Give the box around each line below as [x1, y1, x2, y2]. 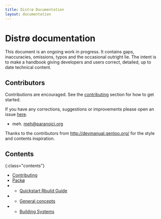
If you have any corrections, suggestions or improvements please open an [5, 106, 155, 112]
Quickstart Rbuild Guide [19, 188, 67, 194]
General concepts [19, 198, 56, 204]
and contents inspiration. [5, 135, 55, 142]
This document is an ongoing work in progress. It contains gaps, [5, 49, 135, 55]
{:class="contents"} [5, 163, 45, 169]
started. [5, 97, 21, 103]
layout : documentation [5, 12, 51, 17]
